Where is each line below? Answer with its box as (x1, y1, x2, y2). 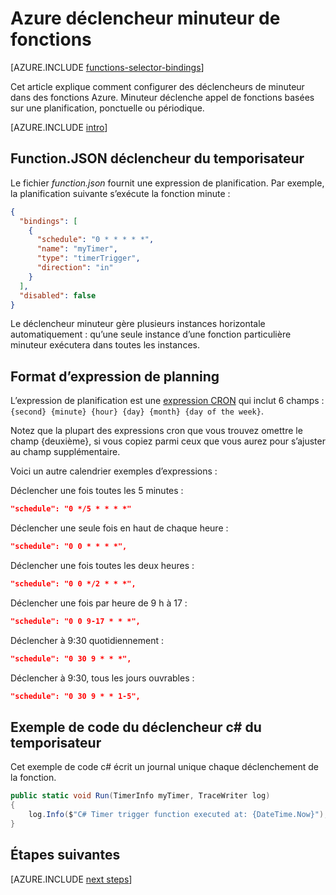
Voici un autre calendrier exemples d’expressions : (10, 465, 218, 477)
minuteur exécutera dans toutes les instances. (10, 339, 200, 351)
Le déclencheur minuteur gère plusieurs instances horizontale (10, 318, 266, 330)
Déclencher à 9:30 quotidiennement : (10, 634, 164, 646)
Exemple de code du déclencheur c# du (10, 718, 262, 736)
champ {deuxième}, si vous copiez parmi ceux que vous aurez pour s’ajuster (10, 435, 326, 447)
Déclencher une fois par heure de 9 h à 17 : (10, 597, 188, 609)
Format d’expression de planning (10, 368, 220, 385)
